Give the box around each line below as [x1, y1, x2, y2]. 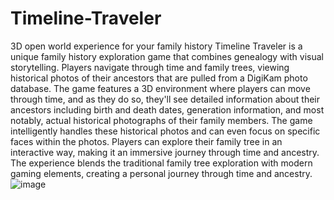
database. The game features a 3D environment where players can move [10, 82, 311, 94]
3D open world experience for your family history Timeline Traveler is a [10, 40, 303, 52]
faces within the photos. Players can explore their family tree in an [10, 135, 283, 147]
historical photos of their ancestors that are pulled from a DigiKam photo [10, 72, 308, 84]
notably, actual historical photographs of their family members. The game [10, 114, 313, 126]
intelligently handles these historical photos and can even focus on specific [10, 125, 321, 137]
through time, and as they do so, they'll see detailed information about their [10, 93, 320, 105]
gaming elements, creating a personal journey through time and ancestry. [10, 167, 313, 179]
